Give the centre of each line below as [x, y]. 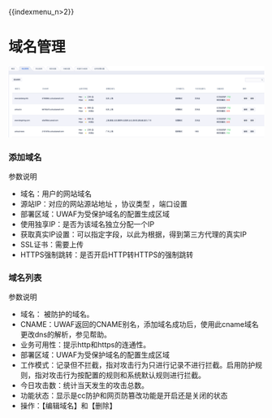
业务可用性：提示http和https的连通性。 [85, 345]
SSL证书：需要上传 [52, 244]
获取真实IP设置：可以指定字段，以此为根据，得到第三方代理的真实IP [134, 234]
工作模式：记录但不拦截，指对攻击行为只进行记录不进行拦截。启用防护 [138, 365]
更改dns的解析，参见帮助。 [66, 335]
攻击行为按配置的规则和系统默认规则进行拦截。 [127, 375]
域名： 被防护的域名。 [57, 314]
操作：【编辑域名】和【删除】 [68, 406]
